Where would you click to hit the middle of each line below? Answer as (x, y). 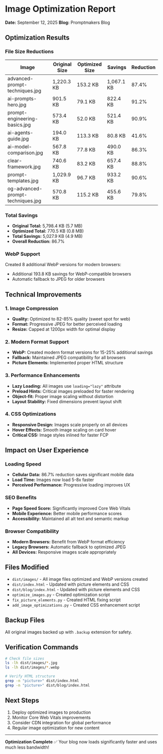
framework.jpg (24, 166)
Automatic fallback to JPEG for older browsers (58, 279)
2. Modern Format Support (37, 341)
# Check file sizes (25, 658)
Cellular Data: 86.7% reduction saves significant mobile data (73, 475)
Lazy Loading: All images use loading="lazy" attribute (66, 386)
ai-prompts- (22, 98)
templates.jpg (23, 180)
